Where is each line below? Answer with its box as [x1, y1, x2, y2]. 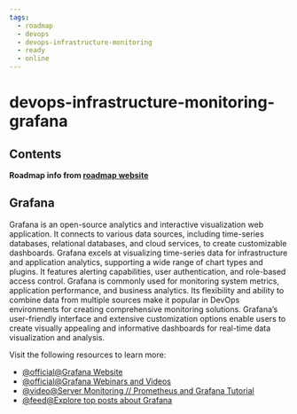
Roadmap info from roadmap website [9, 170, 149, 180]
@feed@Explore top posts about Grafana [21, 394, 173, 405]
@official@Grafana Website [21, 366, 123, 377]
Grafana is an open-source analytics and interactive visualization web [9, 219, 264, 230]
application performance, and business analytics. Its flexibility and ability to [9, 285, 285, 295]
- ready [17, 46, 46, 55]
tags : [9, 12, 29, 22]
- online [17, 54, 50, 63]
